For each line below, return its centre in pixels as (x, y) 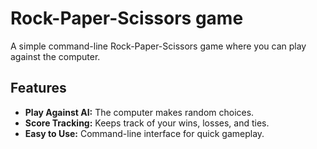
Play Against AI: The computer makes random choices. (139, 112)
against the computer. (55, 56)
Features (38, 88)
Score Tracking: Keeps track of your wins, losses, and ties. (147, 123)
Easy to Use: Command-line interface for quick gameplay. (144, 133)
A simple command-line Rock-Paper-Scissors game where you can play (158, 46)
